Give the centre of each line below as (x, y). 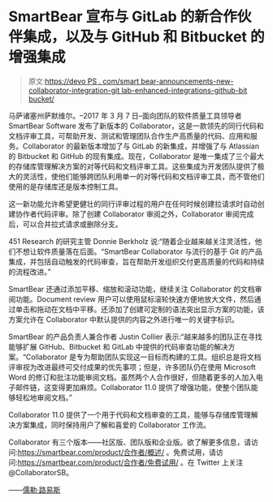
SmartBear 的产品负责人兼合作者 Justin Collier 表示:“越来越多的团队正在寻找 (135, 337)
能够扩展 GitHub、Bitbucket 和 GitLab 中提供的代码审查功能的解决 (119, 346)
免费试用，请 (195, 452)
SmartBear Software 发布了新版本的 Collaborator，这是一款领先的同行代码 (133, 126)
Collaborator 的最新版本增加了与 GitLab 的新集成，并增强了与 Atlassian (141, 146)
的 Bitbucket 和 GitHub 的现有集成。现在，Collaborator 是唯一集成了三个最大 (136, 156)
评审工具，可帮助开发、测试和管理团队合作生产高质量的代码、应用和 (136, 135)
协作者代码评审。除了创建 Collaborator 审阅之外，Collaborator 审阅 (127, 214)
